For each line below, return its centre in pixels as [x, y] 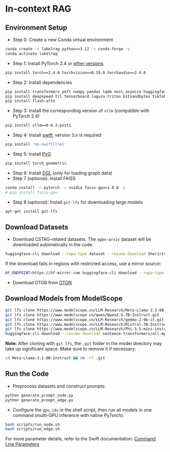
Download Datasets [37, 227]
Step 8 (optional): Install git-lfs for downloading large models [78, 202]
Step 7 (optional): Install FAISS [44, 178]
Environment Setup [36, 28]
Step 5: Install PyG [32, 154]
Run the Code [27, 374]
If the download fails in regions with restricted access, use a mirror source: [83, 263]
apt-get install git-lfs [31, 211]
